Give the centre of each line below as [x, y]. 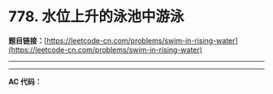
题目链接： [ [28, 41]
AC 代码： [25, 81]
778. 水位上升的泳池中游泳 [96, 17]
